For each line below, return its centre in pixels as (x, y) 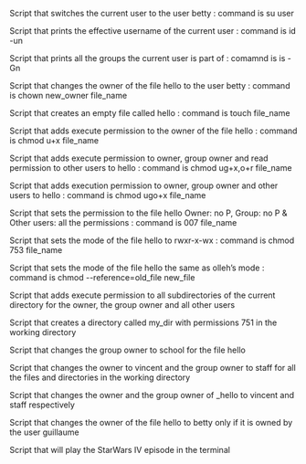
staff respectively (42, 405)
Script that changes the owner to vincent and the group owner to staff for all (153, 368)
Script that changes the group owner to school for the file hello (128, 350)
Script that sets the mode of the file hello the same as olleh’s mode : (137, 268)
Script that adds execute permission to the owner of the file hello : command (153, 131)
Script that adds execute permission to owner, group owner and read (139, 158)
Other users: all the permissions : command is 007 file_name (123, 222)
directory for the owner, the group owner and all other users (122, 305)
